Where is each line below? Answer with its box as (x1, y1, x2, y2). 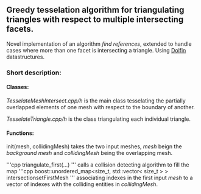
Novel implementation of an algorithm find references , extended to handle (6, 40, 192, 48)
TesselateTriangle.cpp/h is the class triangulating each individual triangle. (6, 115, 191, 123)
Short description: (6, 68, 62, 77)
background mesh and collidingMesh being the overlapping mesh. (6, 149, 172, 157)
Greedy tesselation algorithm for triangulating (6, 5, 185, 15)
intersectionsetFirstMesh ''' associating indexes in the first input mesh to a (6, 174, 193, 182)
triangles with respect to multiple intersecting (6, 15, 184, 25)
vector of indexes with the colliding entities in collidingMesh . (6, 181, 158, 188)
